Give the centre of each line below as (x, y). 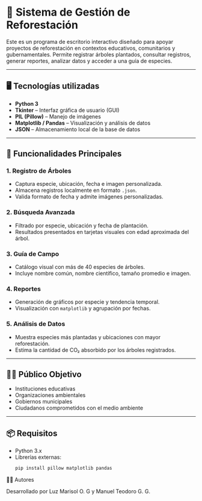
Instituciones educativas (45, 389)
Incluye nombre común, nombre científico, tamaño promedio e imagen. (103, 274)
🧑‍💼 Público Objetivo (44, 374)
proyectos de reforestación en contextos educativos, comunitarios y (91, 48)
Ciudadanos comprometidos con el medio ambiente (79, 408)
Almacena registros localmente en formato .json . (76, 190)
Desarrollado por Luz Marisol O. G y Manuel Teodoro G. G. (78, 491)
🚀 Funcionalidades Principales (64, 154)
